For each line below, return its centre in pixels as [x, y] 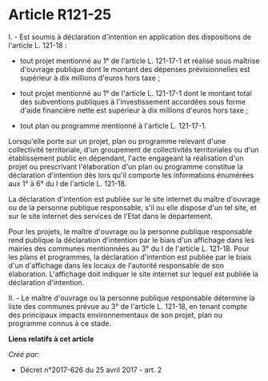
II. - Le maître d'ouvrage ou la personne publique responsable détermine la [132, 298]
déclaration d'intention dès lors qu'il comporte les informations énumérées [131, 175]
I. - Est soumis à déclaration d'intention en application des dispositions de [130, 37]
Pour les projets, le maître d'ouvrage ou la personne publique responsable [130, 231]
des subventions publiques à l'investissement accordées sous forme [133, 101]
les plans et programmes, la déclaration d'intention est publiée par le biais [130, 256]
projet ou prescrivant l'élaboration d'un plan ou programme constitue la [126, 166]
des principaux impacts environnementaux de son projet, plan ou [115, 315]
